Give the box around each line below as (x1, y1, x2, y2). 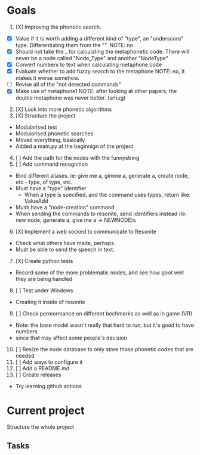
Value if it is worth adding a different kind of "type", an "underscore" (15, 35, 184, 42)
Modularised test (15, 123, 57, 131)
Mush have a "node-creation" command (15, 204, 115, 211)
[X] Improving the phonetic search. (15, 23, 101, 30)
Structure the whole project (7, 423, 74, 431)
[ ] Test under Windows (15, 287, 73, 294)
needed (15, 352, 35, 360)
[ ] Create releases (15, 371, 61, 379)
